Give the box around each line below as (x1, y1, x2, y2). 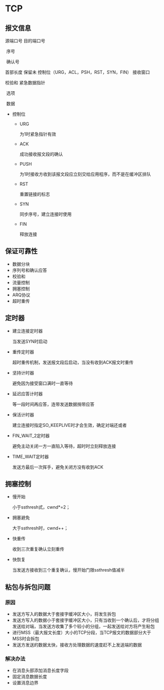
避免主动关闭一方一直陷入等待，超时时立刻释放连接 (12, 443, 116, 449)
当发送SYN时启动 (12, 338, 48, 344)
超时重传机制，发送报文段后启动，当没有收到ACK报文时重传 (12, 359, 134, 365)
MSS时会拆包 (12, 636, 39, 642)
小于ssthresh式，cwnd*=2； (12, 504, 70, 510)
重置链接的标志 (19, 191, 50, 197)
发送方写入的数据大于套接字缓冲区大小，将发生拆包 (12, 611, 116, 617)
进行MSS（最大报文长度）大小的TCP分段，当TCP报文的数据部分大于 (12, 629, 151, 636)
